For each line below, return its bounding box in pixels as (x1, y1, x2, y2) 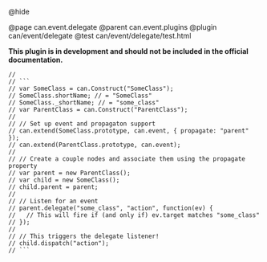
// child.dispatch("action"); (8, 239, 110, 248)
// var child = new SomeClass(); (8, 176, 120, 184)
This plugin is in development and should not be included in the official (8, 47, 249, 55)
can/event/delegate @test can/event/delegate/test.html (8, 31, 192, 40)
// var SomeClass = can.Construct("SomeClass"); (8, 84, 174, 92)
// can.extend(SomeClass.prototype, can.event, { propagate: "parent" (8, 127, 249, 135)
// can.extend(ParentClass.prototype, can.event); (8, 141, 181, 149)
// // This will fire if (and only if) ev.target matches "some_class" (8, 211, 261, 219)
